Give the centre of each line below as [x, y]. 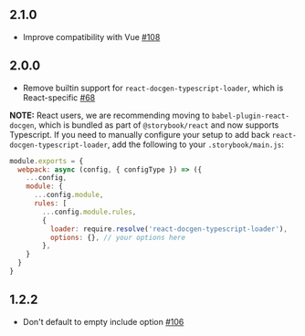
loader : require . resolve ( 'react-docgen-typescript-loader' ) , [168, 229]
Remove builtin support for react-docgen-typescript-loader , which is [153, 88]
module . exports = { [47, 161]
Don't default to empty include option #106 [103, 321]
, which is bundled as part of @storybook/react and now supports [156, 125]
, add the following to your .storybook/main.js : [196, 144]
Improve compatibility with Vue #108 [91, 37]
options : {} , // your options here [117, 237]
